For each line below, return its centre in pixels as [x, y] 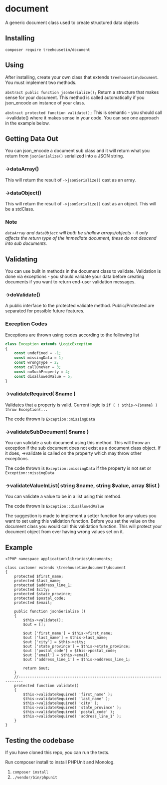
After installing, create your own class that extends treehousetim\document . [82, 77]
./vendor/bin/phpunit [35, 778]
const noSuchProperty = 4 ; [42, 372]
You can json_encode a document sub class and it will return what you [78, 151]
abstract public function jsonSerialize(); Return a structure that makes [82, 92]
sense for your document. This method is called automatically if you [75, 97]
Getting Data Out [32, 139]
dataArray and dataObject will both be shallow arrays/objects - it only [77, 233]
